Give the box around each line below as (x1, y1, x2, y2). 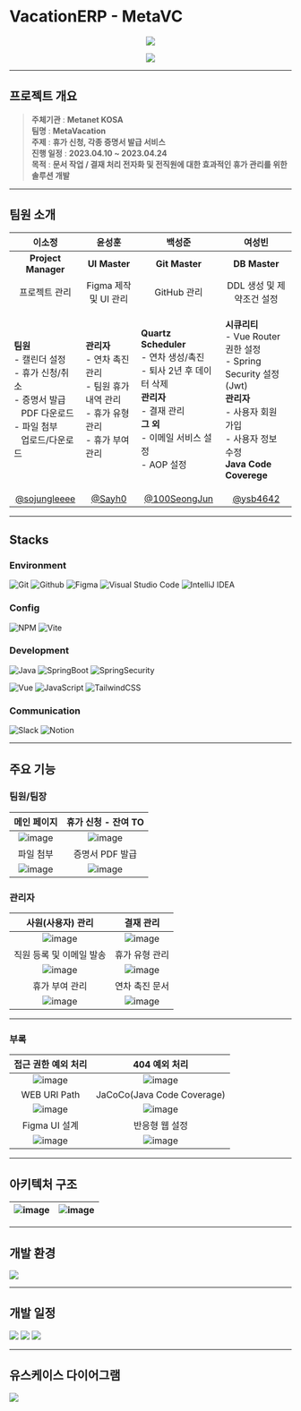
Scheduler (141, 338, 186, 350)
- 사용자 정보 (225, 432, 278, 445)
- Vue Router (225, 329, 280, 342)
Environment (9, 559, 67, 571)
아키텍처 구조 (9, 1176, 78, 1192)
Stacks (9, 532, 49, 547)
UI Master (87, 257, 131, 269)
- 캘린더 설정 (13, 353, 66, 365)
